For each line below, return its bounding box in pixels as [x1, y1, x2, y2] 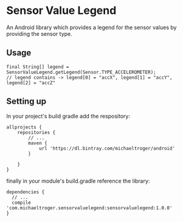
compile [12, 200, 32, 206]
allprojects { [6, 124, 43, 130]
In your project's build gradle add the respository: [6, 112, 131, 119]
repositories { [17, 129, 56, 135]
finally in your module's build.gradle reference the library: [6, 177, 150, 184]
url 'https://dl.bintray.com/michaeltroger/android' [38, 145, 175, 152]
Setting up [6, 96, 47, 107]
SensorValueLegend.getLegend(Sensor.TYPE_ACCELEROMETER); [6, 69, 156, 75]
